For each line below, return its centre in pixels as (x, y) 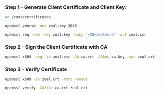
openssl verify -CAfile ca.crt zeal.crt (47, 88)
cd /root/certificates (28, 17)
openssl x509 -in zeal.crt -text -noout (47, 79)
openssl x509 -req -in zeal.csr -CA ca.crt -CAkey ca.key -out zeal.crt (80, 57)
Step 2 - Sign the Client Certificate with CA (56, 47)
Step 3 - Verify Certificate (36, 69)
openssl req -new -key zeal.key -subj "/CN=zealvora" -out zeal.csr (76, 35)
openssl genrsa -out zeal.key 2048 (41, 26)
